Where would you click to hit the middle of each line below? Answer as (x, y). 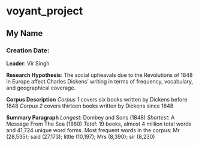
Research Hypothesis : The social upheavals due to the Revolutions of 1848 (99, 75)
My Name (25, 33)
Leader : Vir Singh (28, 63)
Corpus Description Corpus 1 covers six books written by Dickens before (97, 99)
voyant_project (45, 11)
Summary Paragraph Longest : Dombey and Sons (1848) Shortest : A (91, 117)
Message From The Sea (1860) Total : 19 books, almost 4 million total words (99, 124)
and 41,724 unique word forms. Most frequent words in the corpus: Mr (93, 130)
